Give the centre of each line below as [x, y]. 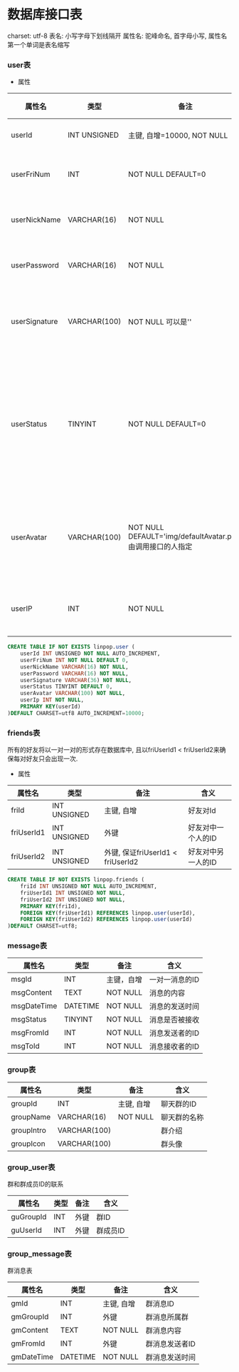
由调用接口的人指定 [160, 547]
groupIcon [28, 1144]
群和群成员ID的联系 [36, 1184]
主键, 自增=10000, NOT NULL [178, 136]
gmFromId [28, 1343]
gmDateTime [32, 1357]
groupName [31, 1117]
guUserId [27, 1230]
